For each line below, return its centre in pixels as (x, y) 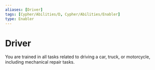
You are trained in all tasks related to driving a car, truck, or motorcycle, (78, 57)
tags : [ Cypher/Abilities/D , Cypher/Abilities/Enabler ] (63, 14)
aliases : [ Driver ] (24, 10)
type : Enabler (20, 19)
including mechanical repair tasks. (40, 62)
